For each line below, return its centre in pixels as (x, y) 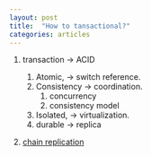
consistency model (84, 106)
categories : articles (50, 34)
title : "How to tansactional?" (70, 26)
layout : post (34, 17)
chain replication (53, 142)
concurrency (73, 96)
